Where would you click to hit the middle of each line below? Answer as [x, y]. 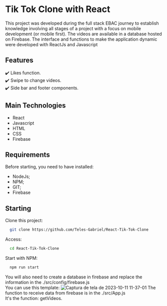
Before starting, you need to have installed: [49, 167]
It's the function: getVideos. [34, 298]
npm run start [24, 267]
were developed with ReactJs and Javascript [51, 44]
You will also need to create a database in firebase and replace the [74, 277]
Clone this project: [24, 221]
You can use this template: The [80, 287]
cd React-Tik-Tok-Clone [34, 249]
